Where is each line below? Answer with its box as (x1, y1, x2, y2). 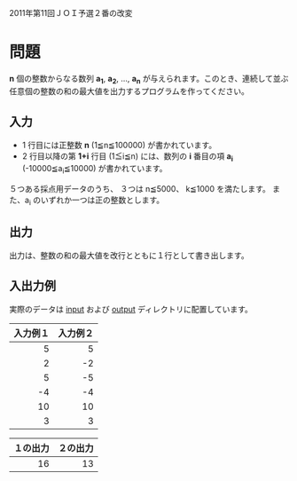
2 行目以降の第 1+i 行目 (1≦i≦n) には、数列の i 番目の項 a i (21, 150, 233, 163)
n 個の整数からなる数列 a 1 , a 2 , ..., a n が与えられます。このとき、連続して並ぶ (9, 73, 289, 86)
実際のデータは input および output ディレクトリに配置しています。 (9, 304, 253, 314)
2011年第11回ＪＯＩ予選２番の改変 (9, 8, 133, 18)
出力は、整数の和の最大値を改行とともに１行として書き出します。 (9, 249, 250, 260)
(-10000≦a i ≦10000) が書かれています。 (21, 163, 168, 176)
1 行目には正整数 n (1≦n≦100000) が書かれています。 (21, 139, 217, 150)
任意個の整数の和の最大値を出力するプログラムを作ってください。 (9, 85, 250, 96)
